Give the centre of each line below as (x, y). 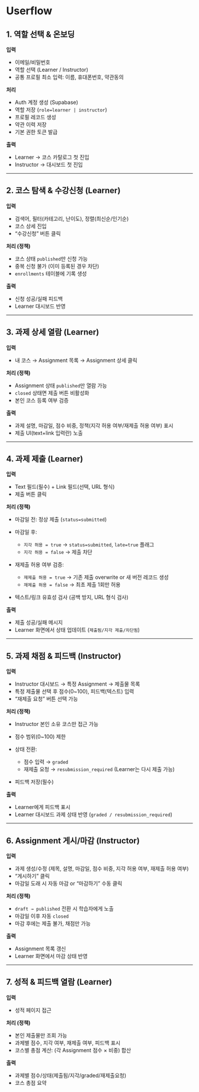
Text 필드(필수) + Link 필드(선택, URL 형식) (65, 487)
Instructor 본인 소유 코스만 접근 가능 (57, 724)
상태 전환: (26, 749)
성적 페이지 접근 (33, 1010)
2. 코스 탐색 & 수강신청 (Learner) (63, 191)
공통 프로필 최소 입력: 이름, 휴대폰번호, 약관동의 (69, 77)
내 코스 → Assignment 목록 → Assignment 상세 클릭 (76, 360)
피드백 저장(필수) (34, 782)
